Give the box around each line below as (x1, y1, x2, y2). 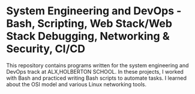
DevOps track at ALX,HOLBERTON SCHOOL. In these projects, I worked (6, 68, 184, 75)
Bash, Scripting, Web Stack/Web (6, 17, 173, 30)
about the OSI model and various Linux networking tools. (6, 80, 147, 87)
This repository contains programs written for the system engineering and (6, 61, 189, 69)
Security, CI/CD (6, 42, 86, 56)
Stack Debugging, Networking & (6, 30, 170, 43)
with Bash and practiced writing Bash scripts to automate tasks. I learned (6, 74, 187, 82)
